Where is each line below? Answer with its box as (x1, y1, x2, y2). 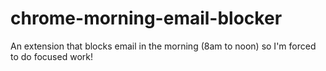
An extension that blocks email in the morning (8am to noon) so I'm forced (10, 40, 317, 52)
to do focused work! (10, 50, 93, 62)
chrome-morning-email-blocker (10, 7, 283, 30)
